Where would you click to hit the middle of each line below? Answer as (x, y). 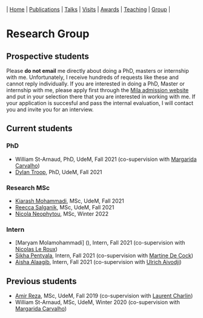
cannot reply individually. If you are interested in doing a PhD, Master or (95, 84)
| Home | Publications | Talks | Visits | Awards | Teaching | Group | (88, 9)
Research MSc (28, 188)
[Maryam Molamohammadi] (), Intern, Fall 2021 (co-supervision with (100, 243)
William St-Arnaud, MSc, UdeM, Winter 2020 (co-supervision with (97, 302)
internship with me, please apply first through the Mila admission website (98, 90)
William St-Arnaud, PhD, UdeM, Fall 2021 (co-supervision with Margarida (106, 159)
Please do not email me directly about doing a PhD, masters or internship (98, 71)
